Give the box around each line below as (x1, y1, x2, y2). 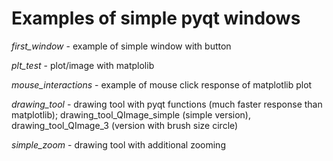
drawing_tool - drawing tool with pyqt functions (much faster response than (11, 98, 323, 110)
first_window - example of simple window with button (11, 40, 232, 52)
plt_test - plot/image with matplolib (11, 59, 155, 71)
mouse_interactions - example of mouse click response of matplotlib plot (11, 78, 313, 91)
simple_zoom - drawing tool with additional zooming (11, 138, 226, 151)
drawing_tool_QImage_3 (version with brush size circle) (11, 119, 239, 131)
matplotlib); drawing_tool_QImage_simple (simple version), (11, 108, 252, 121)
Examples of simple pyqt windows (11, 7, 301, 30)
